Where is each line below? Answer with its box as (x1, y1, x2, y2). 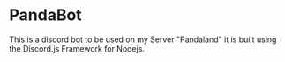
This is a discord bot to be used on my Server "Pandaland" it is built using (9, 34, 277, 45)
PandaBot (9, 5, 82, 25)
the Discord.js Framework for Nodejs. (9, 43, 146, 53)
